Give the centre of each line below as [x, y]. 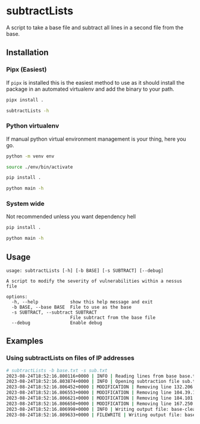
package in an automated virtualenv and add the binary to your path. [90, 89]
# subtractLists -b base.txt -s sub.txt [57, 370]
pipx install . [25, 100]
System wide [25, 204]
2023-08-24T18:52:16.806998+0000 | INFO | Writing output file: [87, 409]
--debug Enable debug [57, 323]
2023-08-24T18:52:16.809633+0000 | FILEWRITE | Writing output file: [94, 415]
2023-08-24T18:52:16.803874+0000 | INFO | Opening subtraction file [93, 382]
